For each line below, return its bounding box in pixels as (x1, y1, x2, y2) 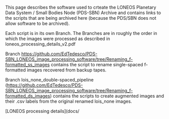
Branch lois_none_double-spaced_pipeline (5, 77, 94, 83)
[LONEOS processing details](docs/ (5, 108, 79, 114)
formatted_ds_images (5, 93, 51, 99)
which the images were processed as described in (5, 35, 110, 42)
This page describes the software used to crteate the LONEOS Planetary (5, 5, 156, 10)
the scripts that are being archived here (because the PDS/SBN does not (5, 15, 157, 21)
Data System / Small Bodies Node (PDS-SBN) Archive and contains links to (5, 10, 161, 16)
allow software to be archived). (5, 20, 70, 26)
